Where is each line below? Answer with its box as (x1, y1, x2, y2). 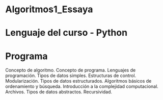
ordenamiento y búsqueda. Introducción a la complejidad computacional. (5, 83, 159, 90)
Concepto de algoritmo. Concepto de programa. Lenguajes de (5, 67, 136, 73)
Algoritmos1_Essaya (5, 4, 93, 15)
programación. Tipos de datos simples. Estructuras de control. (5, 72, 137, 79)
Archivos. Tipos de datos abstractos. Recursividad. (5, 89, 113, 95)
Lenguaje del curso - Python (5, 27, 128, 39)
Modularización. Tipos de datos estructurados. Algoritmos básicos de (5, 78, 152, 84)
